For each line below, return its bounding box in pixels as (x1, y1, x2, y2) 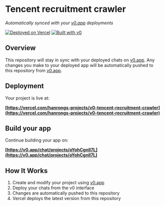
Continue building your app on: (5, 137, 69, 143)
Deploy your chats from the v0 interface (12, 185, 94, 191)
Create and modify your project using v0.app (12, 180, 104, 186)
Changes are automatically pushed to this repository (12, 190, 120, 196)
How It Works (5, 166, 48, 175)
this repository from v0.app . (5, 67, 62, 73)
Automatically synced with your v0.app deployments (5, 20, 113, 26)
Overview (5, 44, 36, 52)
